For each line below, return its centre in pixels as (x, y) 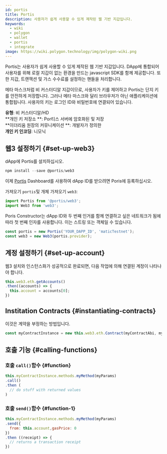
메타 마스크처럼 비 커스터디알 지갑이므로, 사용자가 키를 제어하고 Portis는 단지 (79, 89)
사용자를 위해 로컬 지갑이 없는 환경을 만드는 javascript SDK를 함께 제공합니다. (80, 72)
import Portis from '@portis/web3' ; (43, 201)
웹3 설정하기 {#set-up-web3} (50, 148)
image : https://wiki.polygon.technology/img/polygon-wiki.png (71, 51)
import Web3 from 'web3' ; (32, 206)
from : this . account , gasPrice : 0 (43, 428)
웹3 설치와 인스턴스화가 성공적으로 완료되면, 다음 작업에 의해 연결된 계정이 (77, 266)
